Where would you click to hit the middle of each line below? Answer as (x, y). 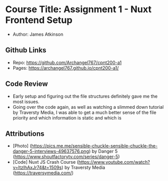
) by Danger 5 (103, 152)
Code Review (27, 84)
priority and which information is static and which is (67, 117)
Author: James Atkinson (38, 34)
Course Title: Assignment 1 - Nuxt (78, 9)
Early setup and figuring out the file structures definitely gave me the (85, 96)
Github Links (26, 50)
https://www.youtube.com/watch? (114, 162)
